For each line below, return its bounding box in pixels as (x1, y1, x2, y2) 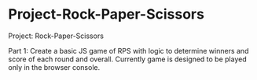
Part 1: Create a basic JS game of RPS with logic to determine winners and (8, 46, 249, 55)
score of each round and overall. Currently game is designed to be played (8, 54, 247, 64)
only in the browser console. (8, 62, 101, 71)
